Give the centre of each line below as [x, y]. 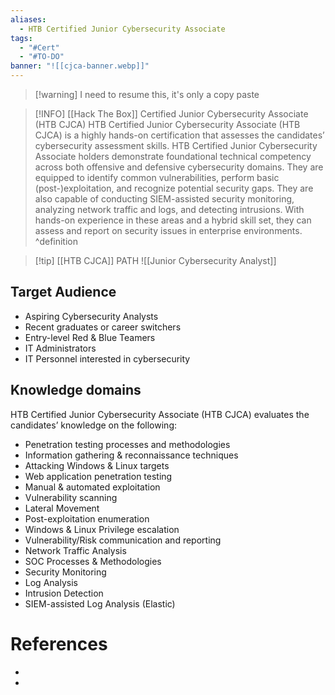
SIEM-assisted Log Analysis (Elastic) [100, 603]
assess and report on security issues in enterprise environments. [168, 230]
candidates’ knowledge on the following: [93, 425]
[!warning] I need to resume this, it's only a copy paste [147, 94]
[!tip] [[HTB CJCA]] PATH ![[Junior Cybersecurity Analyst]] [155, 260]
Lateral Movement [62, 508]
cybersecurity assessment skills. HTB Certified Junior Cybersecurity [176, 145]
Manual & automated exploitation [92, 487]
